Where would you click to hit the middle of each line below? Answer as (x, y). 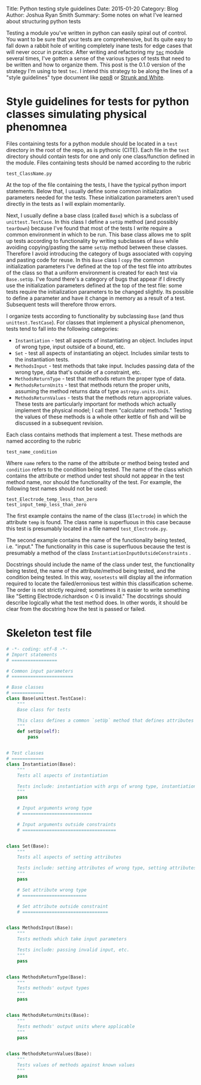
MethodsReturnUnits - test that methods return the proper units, (92, 385)
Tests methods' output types (53, 988)
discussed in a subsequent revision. (59, 423)
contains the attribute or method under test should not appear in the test (95, 476)
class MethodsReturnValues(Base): (49, 1054)
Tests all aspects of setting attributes (69, 857)
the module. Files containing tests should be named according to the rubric (99, 162)
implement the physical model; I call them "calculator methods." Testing (103, 410)
